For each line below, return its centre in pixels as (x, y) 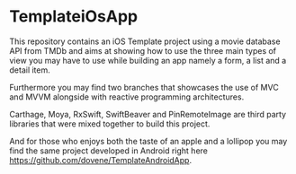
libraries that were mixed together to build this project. (110, 124)
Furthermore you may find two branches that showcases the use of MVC (144, 87)
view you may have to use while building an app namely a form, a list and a (148, 60)
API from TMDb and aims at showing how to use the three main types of (143, 50)
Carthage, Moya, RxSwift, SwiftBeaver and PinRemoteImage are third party (148, 114)
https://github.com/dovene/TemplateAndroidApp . (100, 160)
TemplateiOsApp (73, 17)
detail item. (30, 70)
